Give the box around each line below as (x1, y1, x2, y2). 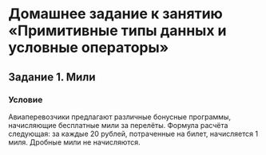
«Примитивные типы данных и (8, 21, 227, 40)
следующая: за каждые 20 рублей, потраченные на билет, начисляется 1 (8, 129, 258, 138)
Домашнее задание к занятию (8, 5, 224, 23)
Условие (8, 94, 43, 105)
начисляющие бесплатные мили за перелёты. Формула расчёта (8, 120, 228, 130)
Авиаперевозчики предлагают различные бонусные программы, (8, 112, 232, 122)
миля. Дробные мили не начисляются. (8, 137, 141, 147)
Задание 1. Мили (8, 70, 96, 83)
